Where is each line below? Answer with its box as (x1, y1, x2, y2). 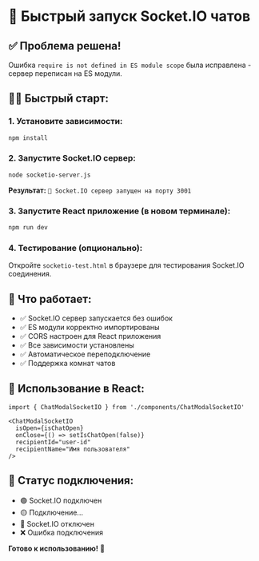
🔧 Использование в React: (8, 382, 145, 396)
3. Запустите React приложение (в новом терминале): (8, 205, 231, 217)
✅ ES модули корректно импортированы (19, 323, 160, 332)
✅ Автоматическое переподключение (19, 349, 151, 359)
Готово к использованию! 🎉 (8, 543, 106, 553)
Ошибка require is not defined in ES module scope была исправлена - (8, 60, 252, 70)
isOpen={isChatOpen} (15, 424, 84, 432)
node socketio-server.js (8, 171, 91, 179)
